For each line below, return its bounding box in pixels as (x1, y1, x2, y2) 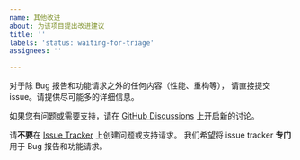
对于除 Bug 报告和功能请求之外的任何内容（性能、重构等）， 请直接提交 (9, 80, 271, 91)
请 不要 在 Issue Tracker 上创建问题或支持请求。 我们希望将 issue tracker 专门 (9, 129, 292, 140)
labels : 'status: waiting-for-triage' (9, 38, 154, 48)
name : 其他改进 (9, 13, 61, 22)
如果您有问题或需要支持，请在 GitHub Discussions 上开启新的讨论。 (9, 111, 260, 121)
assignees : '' (9, 47, 63, 56)
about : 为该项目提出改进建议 (9, 22, 105, 31)
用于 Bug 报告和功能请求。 (9, 141, 108, 152)
